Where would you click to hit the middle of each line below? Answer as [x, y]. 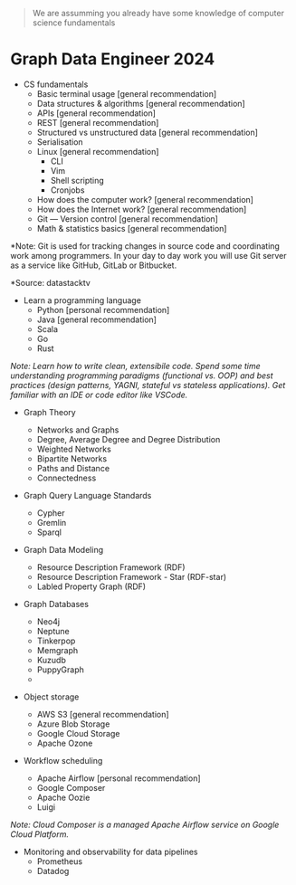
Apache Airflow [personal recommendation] [119, 778]
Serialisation [60, 142]
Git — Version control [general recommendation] [127, 219]
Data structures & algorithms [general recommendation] [141, 103]
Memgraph [57, 650]
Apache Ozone [65, 743]
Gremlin [52, 522]
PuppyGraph [60, 670]
